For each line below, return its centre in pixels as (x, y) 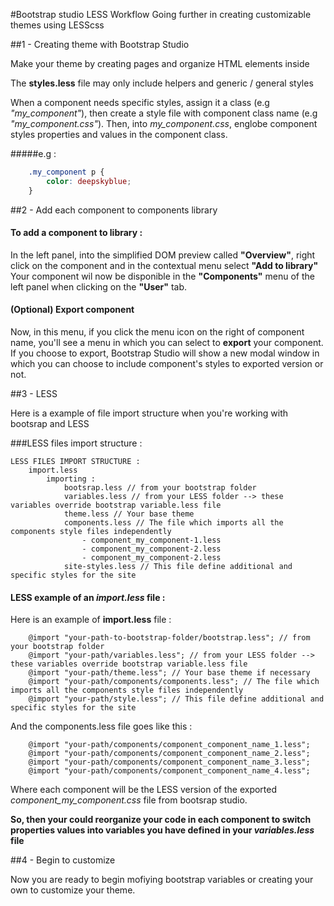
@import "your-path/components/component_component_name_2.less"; (169, 754)
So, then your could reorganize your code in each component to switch (161, 820)
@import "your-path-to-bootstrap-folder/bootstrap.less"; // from (169, 638)
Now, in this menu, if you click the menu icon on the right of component (157, 332)
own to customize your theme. (73, 890)
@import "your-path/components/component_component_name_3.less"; (169, 762)
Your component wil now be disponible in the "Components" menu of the (162, 276)
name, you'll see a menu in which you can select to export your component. (167, 343)
